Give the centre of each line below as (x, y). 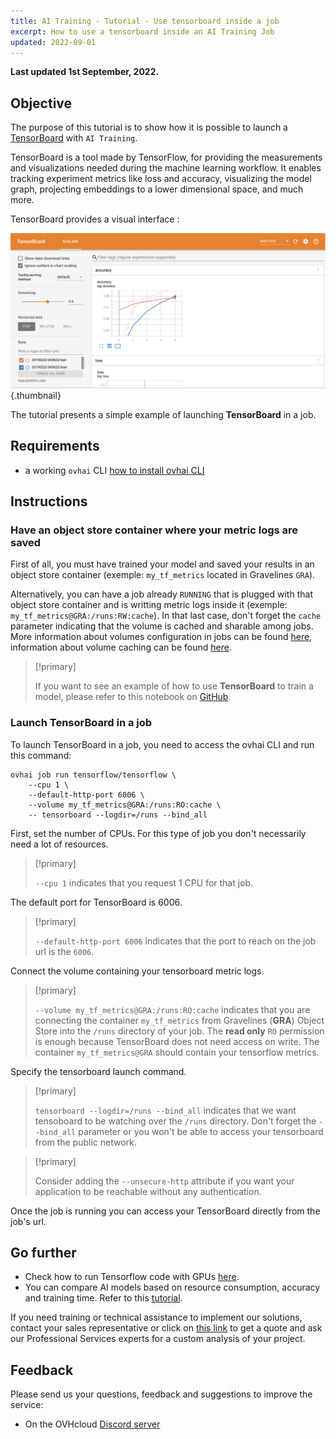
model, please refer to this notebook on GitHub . (133, 697)
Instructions (49, 501)
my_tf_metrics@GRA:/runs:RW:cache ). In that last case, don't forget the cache (166, 616)
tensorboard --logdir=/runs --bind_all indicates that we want (165, 1110)
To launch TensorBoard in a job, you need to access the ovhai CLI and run (162, 744)
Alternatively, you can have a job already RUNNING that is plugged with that (161, 594)
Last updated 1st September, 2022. (85, 72)
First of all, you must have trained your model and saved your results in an (162, 564)
